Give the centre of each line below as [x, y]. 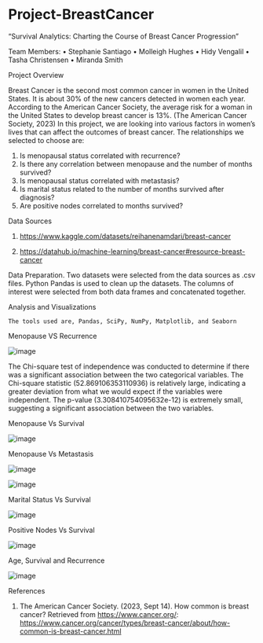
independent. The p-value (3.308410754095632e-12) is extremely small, [126, 399]
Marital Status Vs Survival [50, 499]
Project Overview [36, 75]
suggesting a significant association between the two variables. [111, 408]
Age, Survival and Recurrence [57, 560]
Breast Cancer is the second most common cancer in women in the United [128, 90]
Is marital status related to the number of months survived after [122, 189]
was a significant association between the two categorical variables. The [126, 374]
